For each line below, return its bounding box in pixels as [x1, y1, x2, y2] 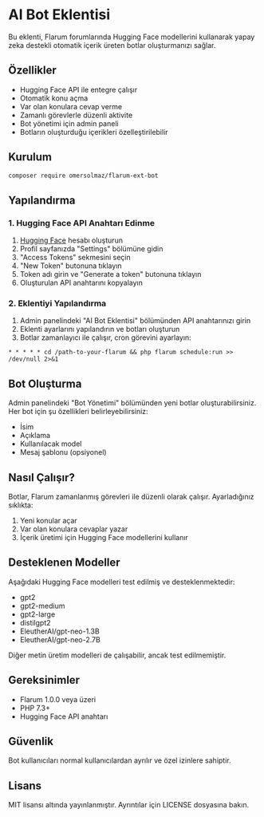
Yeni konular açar [19, 516, 77, 526]
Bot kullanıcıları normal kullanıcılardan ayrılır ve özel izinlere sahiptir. [8, 756, 231, 765]
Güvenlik [8, 735, 54, 748]
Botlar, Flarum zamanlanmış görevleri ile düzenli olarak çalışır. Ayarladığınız [8, 492, 254, 502]
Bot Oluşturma [8, 377, 82, 390]
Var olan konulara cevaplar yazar [19, 524, 128, 534]
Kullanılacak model [19, 439, 82, 448]
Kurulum [8, 150, 53, 164]
